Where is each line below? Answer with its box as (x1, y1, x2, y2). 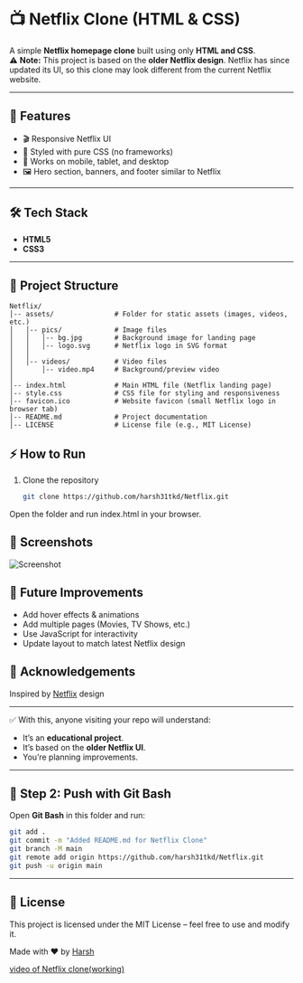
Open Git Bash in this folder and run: (9, 810, 146, 821)
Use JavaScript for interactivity (22, 628, 138, 639)
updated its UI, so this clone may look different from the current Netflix (9, 64, 272, 75)
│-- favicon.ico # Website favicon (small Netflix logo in (9, 397, 277, 406)
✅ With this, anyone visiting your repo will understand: (9, 714, 211, 725)
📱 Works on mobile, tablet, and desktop (22, 156, 170, 166)
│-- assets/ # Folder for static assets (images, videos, (9, 310, 289, 319)
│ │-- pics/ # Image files (9, 326, 168, 335)
